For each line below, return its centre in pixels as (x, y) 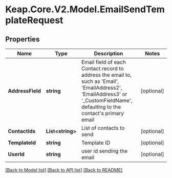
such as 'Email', (100, 81)
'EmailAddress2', (102, 88)
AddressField (25, 91)
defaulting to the (101, 107)
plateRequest (34, 20)
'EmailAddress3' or (104, 94)
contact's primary (103, 113)
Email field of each (104, 62)
